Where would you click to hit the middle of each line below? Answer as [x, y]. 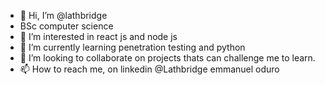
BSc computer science [66, 26]
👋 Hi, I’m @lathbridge [63, 15]
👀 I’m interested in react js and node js [98, 36]
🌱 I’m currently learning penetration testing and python [132, 47]
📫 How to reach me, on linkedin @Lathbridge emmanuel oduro [149, 69]
